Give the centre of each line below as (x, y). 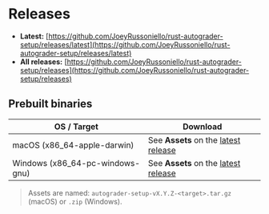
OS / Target (76, 127)
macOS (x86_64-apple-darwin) (73, 145)
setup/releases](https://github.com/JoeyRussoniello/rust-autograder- (134, 70)
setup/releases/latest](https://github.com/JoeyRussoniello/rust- (125, 44)
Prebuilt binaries (50, 104)
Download (203, 127)
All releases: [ (43, 62)
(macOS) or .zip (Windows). (75, 201)
